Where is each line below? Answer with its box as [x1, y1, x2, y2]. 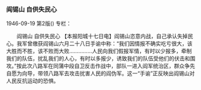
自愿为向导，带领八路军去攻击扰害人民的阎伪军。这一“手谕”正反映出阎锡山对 [6, 70, 195, 77]
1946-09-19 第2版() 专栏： [6, 20, 72, 27]
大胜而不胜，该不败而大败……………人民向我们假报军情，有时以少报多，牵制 [6, 48, 192, 55]
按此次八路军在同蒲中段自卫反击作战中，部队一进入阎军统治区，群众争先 [16, 63, 196, 70]
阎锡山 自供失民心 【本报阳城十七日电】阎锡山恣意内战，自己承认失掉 [16, 33, 188, 40]
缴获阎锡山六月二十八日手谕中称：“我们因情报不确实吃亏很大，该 [32, 40, 193, 47]
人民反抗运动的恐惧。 [6, 77, 59, 85]
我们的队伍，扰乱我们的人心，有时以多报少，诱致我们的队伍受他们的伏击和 [6, 55, 190, 62]
